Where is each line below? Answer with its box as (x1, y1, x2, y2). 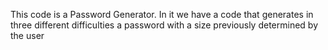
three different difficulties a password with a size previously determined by (10, 19, 319, 31)
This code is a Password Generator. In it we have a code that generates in (10, 9, 314, 20)
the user (10, 30, 45, 41)
